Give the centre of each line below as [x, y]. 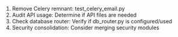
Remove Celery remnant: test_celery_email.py [68, 9]
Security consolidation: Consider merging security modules [85, 27]
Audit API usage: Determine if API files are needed [74, 15]
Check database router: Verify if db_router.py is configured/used [92, 21]
